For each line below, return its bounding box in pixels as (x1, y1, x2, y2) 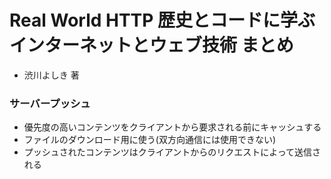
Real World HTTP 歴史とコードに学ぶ (9, 9, 316, 32)
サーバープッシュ (9, 96, 91, 110)
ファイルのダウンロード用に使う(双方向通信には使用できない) (23, 134, 277, 146)
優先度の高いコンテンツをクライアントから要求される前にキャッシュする (23, 121, 322, 133)
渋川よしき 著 (23, 69, 80, 81)
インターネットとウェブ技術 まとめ (9, 34, 294, 57)
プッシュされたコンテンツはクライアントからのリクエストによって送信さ (23, 146, 322, 158)
